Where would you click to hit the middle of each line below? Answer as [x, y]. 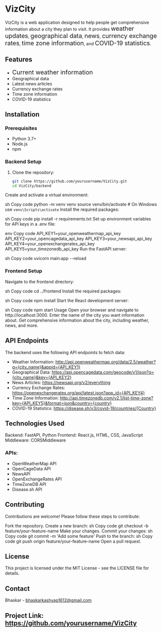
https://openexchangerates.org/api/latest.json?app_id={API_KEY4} [78, 393]
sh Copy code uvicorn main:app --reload [46, 258]
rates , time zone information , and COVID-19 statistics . [78, 43]
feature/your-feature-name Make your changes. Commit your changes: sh [79, 531]
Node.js [20, 144]
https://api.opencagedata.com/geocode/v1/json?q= [103, 372]
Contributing [25, 504]
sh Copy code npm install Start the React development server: [67, 300]
